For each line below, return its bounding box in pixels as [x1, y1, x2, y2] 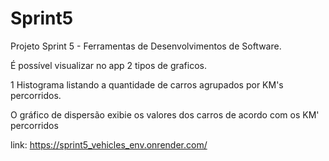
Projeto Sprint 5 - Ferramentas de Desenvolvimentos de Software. [10, 40, 282, 52]
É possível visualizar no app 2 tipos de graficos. [10, 59, 208, 71]
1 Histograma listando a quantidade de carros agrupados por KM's [10, 78, 284, 91]
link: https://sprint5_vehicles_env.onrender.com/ [10, 138, 208, 151]
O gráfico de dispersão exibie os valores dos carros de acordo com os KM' [10, 108, 320, 121]
